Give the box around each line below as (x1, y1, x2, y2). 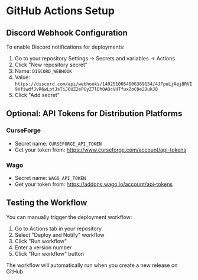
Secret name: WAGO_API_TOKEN (14, 174, 86, 181)
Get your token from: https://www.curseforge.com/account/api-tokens (14, 146, 187, 153)
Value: (14, 74, 31, 81)
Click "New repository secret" (14, 61, 87, 68)
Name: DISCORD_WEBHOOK (14, 67, 72, 75)
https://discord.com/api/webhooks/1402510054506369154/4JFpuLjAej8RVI (14, 81, 193, 87)
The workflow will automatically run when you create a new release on (6, 262, 178, 269)
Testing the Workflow (6, 198, 87, 208)
